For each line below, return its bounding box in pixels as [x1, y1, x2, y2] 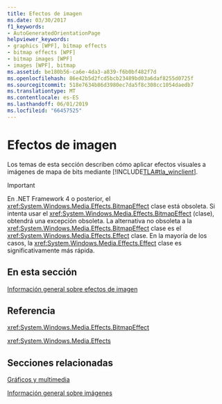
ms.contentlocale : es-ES [7, 95, 79, 102]
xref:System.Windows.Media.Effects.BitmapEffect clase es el [7, 224, 182, 232]
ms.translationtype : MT [7, 88, 76, 95]
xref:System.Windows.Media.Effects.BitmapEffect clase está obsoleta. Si [7, 202, 215, 210]
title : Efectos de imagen [7, 10, 82, 17]
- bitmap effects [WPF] [7, 49, 76, 56]
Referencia [7, 305, 55, 316]
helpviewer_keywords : [7, 36, 70, 43]
